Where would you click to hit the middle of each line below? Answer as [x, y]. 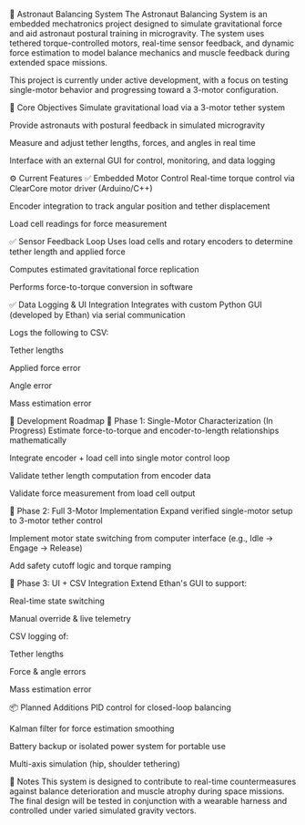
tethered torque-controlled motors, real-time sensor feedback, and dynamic [152, 43]
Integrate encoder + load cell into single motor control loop [120, 458]
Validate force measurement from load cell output [102, 493]
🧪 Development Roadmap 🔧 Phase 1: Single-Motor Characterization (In [141, 421]
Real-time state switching [57, 601]
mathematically [38, 440]
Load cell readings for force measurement [88, 224]
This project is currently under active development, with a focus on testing [149, 80]
